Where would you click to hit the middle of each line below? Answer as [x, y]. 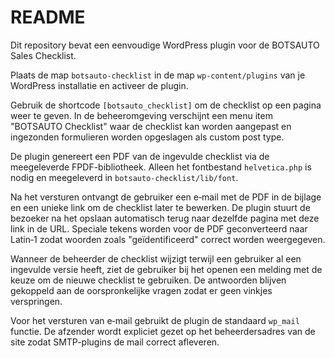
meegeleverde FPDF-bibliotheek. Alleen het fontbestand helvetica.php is [161, 167]
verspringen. [36, 301]
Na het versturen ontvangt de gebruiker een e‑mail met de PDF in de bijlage [166, 197]
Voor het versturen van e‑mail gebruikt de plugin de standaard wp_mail [155, 320]
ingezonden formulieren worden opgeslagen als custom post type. [147, 137]
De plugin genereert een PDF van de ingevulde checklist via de [140, 156]
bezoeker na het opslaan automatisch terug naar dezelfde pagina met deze [165, 218]
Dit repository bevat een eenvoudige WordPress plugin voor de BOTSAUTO [165, 45]
